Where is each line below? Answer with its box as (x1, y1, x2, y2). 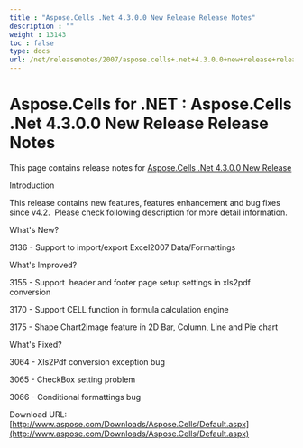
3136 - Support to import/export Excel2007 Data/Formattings (9, 241, 236, 253)
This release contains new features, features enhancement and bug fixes (9, 197, 281, 208)
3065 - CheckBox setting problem (9, 374, 136, 385)
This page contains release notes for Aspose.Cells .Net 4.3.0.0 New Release (9, 162, 292, 173)
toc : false (9, 38, 54, 48)
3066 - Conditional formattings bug (9, 391, 142, 402)
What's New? (9, 224, 60, 235)
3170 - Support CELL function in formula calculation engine (9, 303, 230, 314)
